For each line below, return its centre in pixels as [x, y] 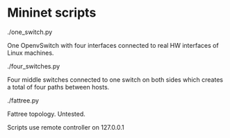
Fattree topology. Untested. [46, 114]
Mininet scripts [52, 13]
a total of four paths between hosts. [58, 87]
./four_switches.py [34, 66]
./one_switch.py [30, 32]
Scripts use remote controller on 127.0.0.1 [66, 127]
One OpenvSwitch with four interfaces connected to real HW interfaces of [113, 45]
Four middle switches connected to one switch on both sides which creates [115, 79]
